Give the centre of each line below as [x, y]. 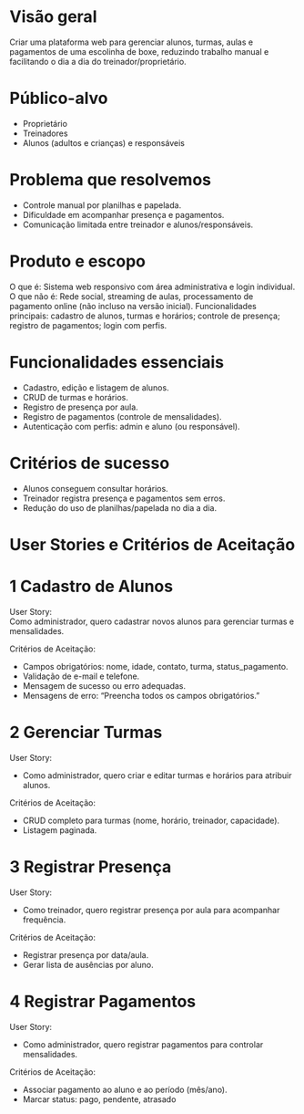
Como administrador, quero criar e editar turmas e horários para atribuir [157, 775]
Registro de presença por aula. [80, 407]
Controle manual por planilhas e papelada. [102, 205]
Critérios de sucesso [90, 463]
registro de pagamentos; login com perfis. [88, 325]
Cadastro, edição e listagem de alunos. [96, 387]
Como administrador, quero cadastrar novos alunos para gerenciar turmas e [152, 621]
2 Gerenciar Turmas [86, 732]
